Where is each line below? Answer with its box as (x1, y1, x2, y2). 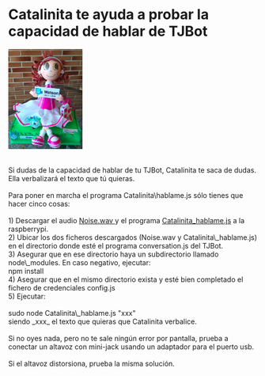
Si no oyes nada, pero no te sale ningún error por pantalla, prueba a (8, 333, 229, 343)
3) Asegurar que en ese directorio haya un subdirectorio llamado (8, 249, 219, 259)
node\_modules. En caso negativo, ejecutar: (8, 257, 151, 267)
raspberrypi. (8, 224, 49, 234)
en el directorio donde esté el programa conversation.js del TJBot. (8, 241, 224, 250)
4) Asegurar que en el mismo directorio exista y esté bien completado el (8, 275, 244, 284)
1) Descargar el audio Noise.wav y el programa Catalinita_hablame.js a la (8, 215, 245, 225)
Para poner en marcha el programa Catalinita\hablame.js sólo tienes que (8, 190, 244, 199)
